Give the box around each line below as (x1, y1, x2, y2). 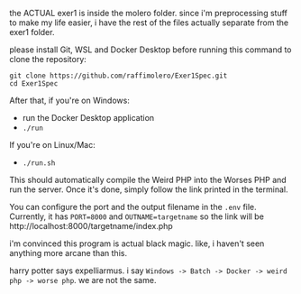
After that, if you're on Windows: (9, 95, 131, 106)
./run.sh (22, 159, 56, 168)
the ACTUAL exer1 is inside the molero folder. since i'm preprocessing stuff (9, 8, 288, 18)
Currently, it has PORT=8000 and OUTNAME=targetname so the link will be (9, 211, 264, 222)
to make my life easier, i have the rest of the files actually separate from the (9, 17, 289, 28)
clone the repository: (9, 54, 87, 64)
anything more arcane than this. (9, 248, 128, 258)
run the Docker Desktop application (22, 113, 155, 123)
